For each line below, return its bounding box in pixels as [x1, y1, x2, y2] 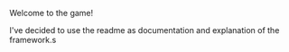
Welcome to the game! [9, 8, 94, 18]
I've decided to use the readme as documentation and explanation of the [9, 25, 280, 35]
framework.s [9, 35, 57, 45]
